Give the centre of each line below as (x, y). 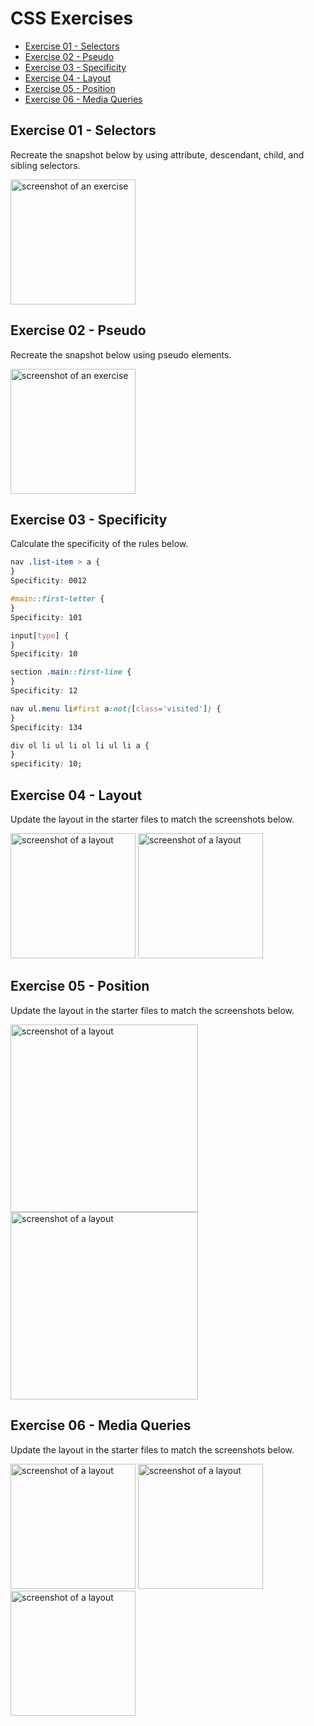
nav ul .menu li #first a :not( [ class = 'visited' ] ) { (116, 708)
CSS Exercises (72, 18)
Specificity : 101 (46, 617)
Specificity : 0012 (48, 581)
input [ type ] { (40, 635)
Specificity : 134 (46, 727)
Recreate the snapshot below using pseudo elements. (121, 354)
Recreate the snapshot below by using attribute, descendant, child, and (157, 154)
